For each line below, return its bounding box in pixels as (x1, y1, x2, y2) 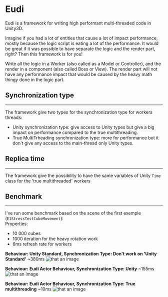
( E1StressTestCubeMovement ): (5, 215, 64, 221)
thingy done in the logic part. (5, 76, 65, 82)
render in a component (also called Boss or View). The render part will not (5, 66, 157, 72)
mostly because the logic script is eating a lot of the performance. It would (5, 40, 159, 46)
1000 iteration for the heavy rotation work (12, 236, 98, 242)
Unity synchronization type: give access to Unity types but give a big (12, 124, 155, 130)
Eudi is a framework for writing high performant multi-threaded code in (5, 20, 151, 26)
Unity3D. (5, 25, 23, 31)
